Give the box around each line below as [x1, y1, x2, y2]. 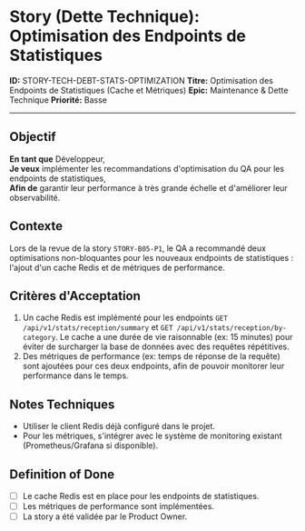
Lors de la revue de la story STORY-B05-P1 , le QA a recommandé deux [9, 243, 266, 254]
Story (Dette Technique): [9, 6, 200, 27]
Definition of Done [9, 466, 115, 482]
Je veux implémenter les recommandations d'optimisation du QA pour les [9, 163, 284, 174]
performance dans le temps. [22, 370, 129, 381]
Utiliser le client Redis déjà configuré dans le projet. [22, 421, 216, 432]
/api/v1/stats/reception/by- [176, 324, 288, 333]
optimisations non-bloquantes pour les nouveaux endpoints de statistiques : [9, 252, 294, 263]
